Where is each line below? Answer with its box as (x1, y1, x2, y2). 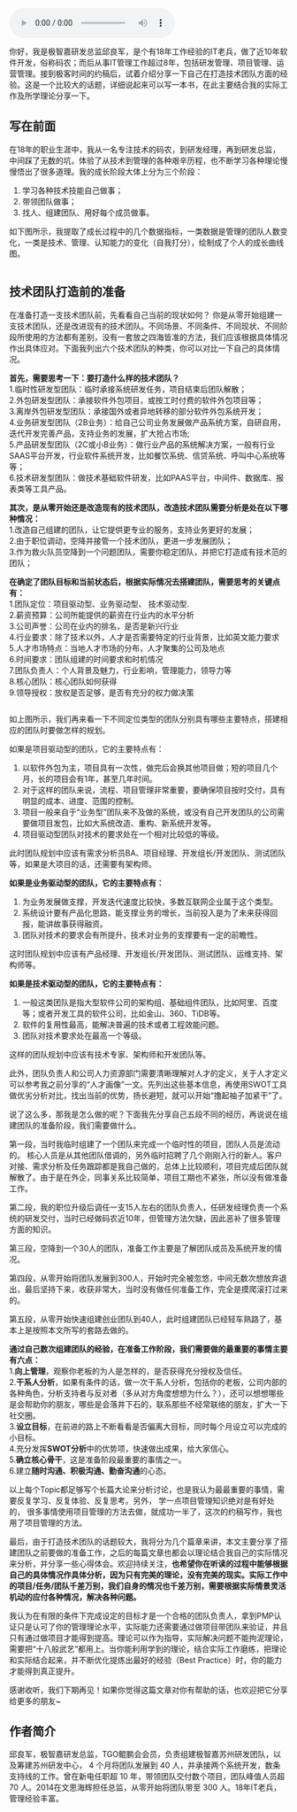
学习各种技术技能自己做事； (21, 185, 124, 196)
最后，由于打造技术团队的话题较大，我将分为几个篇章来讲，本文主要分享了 (9, 1536, 280, 1546)
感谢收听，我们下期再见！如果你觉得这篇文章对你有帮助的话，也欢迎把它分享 (9, 1684, 288, 1695)
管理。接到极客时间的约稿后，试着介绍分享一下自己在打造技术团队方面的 (16, 68, 280, 79)
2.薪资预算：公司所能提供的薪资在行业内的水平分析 (9, 609, 194, 620)
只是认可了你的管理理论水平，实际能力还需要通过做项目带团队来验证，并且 (16, 1621, 288, 1632)
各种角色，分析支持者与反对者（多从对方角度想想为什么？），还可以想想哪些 (9, 1388, 285, 1398)
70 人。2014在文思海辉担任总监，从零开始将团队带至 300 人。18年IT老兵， (9, 1782, 281, 1793)
